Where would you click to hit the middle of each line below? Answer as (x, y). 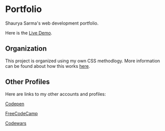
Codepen (15, 103)
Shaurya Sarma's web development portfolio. (52, 23)
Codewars (16, 123)
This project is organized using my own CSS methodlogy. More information (83, 61)
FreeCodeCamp (22, 113)
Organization (26, 49)
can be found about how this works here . (48, 66)
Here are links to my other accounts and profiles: (56, 94)
